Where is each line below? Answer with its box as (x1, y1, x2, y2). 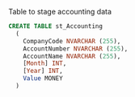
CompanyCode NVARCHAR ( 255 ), (23, 37, 121, 45)
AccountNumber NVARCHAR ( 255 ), (23, 44, 129, 53)
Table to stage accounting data (8, 7, 112, 16)
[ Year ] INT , (23, 67, 63, 75)
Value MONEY (23, 75, 63, 83)
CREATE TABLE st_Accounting (8, 22, 103, 30)
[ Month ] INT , (23, 59, 67, 67)
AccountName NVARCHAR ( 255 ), (23, 52, 121, 60)
